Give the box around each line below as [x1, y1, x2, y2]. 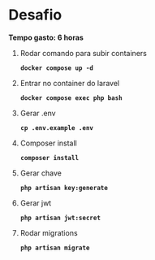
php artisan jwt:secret [19, 214, 101, 222]
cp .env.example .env [19, 123, 93, 132]
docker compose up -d [19, 63, 93, 72]
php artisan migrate [19, 244, 90, 252]
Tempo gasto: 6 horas [8, 32, 84, 42]
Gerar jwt [19, 197, 52, 208]
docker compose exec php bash [19, 93, 123, 102]
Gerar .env [19, 108, 56, 118]
